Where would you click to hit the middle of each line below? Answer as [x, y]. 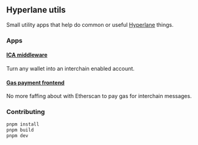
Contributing [26, 112]
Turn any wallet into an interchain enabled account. [71, 68]
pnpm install [23, 124]
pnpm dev [17, 136]
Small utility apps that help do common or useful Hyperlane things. [90, 24]
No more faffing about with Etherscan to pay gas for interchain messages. [99, 96]
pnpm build [20, 130]
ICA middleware [27, 55]
